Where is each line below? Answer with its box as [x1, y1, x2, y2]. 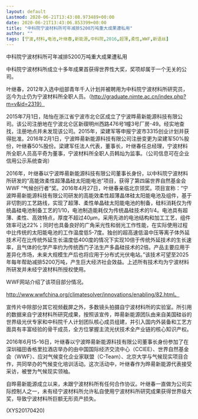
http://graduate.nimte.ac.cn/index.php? [91, 93, 187, 100]
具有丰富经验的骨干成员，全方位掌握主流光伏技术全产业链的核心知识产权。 [11, 326, 192, 333]
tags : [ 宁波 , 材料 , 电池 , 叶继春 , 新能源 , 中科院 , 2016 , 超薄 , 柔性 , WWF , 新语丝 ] [6, 36, 169, 42]
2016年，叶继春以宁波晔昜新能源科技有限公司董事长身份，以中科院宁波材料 [6, 170, 189, 177]
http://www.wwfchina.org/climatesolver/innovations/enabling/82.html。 [6, 291, 180, 298]
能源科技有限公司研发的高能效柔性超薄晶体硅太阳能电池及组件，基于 [26, 192, 192, 199]
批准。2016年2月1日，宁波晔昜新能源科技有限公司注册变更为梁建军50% [11, 135, 184, 142]
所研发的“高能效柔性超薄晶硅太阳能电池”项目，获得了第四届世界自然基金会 [6, 177, 187, 184]
